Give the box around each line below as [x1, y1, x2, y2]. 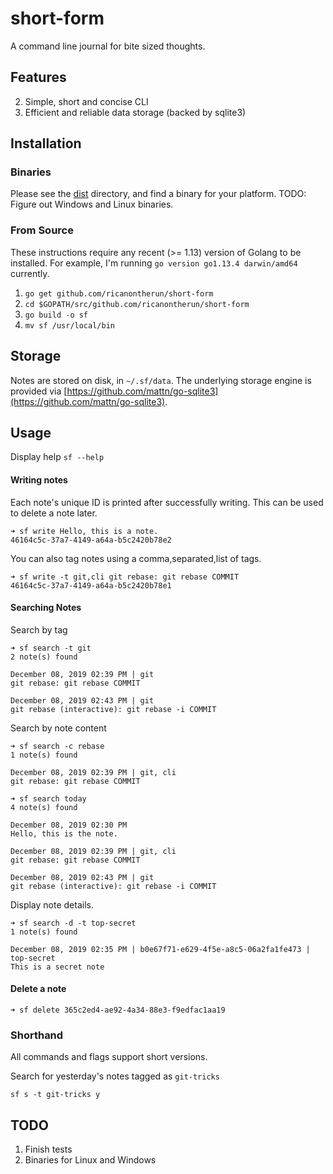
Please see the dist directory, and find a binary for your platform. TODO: [10, 188, 307, 200]
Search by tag [10, 623, 68, 636]
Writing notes [10, 473, 68, 486]
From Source [10, 223, 74, 237]
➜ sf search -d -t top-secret [10, 918, 137, 928]
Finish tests [24, 1143, 73, 1156]
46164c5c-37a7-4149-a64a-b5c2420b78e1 [10, 580, 172, 591]
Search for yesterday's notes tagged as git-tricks [10, 1070, 220, 1082]
